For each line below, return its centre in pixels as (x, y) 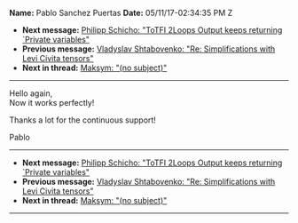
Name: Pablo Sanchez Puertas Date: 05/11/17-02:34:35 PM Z (121, 13)
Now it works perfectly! (52, 103)
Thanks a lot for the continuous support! (83, 120)
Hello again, (31, 93)
